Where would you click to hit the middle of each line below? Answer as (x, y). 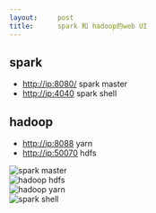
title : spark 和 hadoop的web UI (78, 26)
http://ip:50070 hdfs (59, 153)
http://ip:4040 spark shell (69, 93)
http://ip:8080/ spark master (75, 84)
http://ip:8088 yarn (57, 144)
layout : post (42, 18)
